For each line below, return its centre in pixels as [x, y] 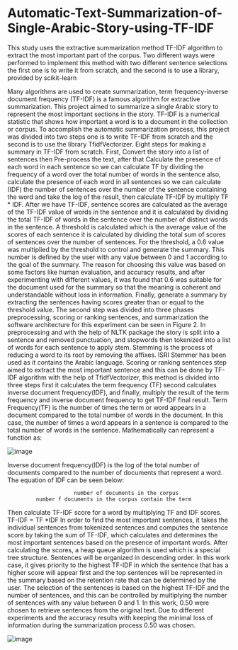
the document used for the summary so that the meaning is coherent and [114, 287]
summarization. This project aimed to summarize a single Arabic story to [113, 106]
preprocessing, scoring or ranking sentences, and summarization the [108, 317]
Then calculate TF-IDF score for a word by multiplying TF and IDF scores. [114, 512]
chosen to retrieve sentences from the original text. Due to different [106, 610]
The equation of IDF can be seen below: [66, 480]
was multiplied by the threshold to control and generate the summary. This [116, 249]
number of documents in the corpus [126, 493]
